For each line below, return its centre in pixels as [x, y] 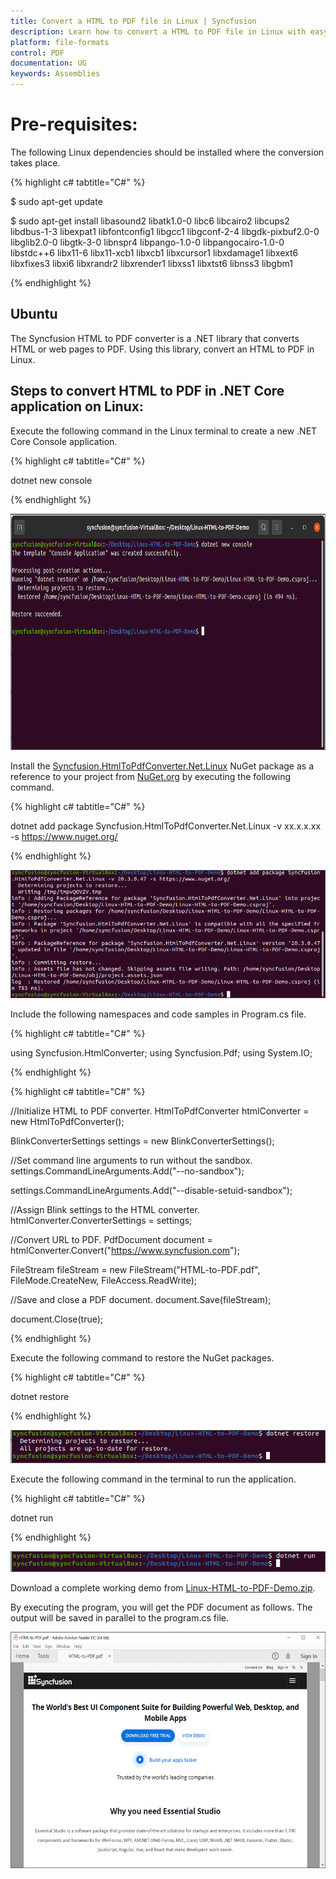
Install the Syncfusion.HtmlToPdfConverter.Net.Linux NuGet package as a [162, 766]
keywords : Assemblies [55, 74]
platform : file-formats [60, 42]
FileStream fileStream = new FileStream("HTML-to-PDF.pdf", [135, 1269]
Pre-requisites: [74, 124]
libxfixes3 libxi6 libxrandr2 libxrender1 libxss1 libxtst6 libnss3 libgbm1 [151, 263]
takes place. [35, 162]
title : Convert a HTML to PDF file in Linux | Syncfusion [133, 21]
